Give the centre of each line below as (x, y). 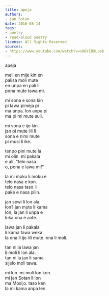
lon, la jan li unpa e (24, 212)
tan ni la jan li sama (25, 257)
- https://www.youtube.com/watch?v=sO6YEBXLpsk (55, 51)
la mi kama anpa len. (26, 288)
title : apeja (18, 10)
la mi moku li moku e (26, 176)
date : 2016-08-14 (23, 24)
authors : (14, 14)
